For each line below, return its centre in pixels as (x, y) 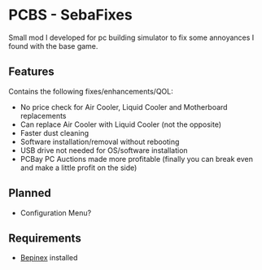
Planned (30, 193)
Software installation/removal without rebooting (100, 142)
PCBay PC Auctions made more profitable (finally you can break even (137, 159)
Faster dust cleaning (55, 133)
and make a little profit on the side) (79, 168)
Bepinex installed (49, 258)
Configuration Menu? (56, 212)
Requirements (45, 238)
